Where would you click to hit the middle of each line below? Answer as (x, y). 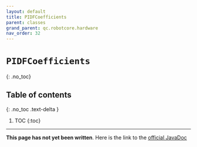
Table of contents (39, 95)
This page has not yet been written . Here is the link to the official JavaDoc (97, 137)
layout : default (26, 11)
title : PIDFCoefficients (36, 17)
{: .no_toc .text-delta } (33, 109)
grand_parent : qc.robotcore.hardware (52, 28)
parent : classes (26, 22)
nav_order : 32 (23, 34)
